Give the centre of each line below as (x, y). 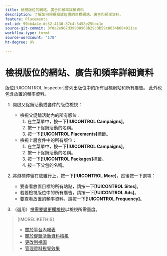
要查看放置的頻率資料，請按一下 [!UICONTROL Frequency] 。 (82, 199)
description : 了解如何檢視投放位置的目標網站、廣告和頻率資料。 (64, 14)
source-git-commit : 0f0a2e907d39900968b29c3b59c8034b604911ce (71, 28)
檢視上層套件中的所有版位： (48, 140)
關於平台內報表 (40, 230)
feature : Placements (27, 19)
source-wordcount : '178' (31, 38)
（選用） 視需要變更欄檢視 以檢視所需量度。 (56, 209)
